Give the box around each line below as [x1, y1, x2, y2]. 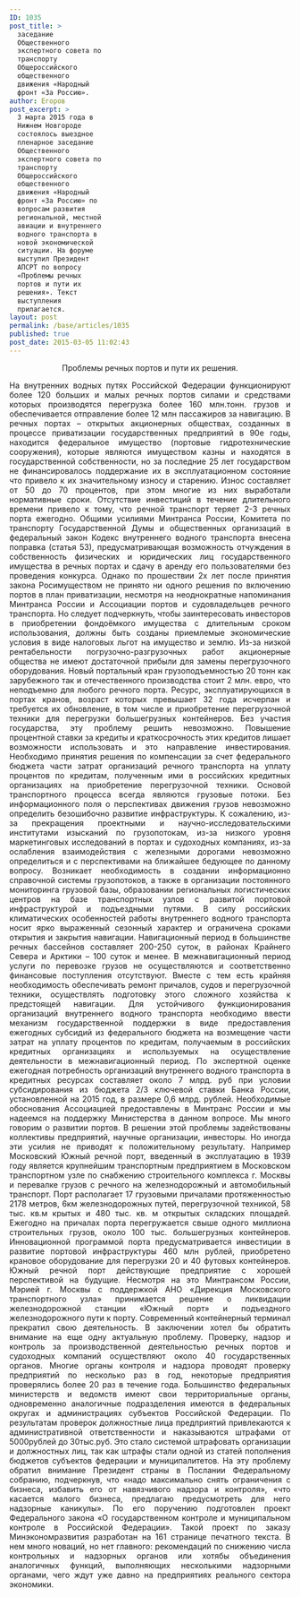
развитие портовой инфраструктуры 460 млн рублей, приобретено [9, 1246, 291, 1257]
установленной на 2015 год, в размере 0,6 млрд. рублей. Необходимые [9, 1094, 291, 1104]
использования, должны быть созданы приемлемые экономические [9, 627, 291, 638]
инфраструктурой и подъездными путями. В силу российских [9, 903, 291, 914]
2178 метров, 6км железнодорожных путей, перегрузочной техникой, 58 [9, 1198, 291, 1209]
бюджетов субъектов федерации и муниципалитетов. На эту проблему [9, 1455, 291, 1465]
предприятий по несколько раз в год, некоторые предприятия [9, 1369, 291, 1380]
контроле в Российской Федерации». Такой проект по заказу [9, 1522, 291, 1533]
